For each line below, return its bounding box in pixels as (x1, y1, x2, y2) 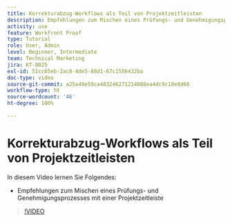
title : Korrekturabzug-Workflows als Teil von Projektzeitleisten (7, 10, 202, 17)
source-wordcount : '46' (7, 94, 76, 101)
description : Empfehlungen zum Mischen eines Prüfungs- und (7, 17, 184, 23)
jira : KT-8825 (7, 61, 48, 68)
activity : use (7, 23, 48, 30)
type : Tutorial (7, 36, 51, 43)
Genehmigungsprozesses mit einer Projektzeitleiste (17, 194, 164, 202)
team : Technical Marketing (7, 55, 85, 62)
